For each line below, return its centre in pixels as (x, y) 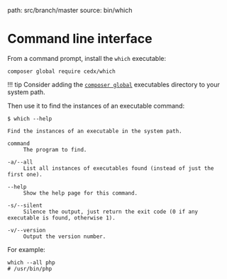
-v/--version (27, 230)
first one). (25, 174)
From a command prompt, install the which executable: (87, 58)
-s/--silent (25, 205)
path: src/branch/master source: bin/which (70, 10)
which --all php (31, 262)
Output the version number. (65, 237)
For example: (27, 249)
